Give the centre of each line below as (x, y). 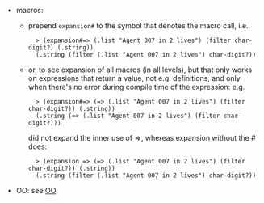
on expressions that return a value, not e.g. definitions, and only (134, 78)
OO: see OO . (37, 190)
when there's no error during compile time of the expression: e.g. (136, 87)
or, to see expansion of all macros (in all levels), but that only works (140, 70)
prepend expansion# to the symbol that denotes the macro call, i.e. (138, 25)
